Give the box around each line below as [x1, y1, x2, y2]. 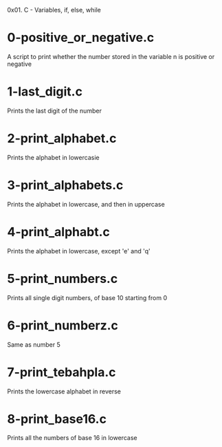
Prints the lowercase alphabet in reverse [7, 387, 122, 396]
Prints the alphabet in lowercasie [7, 153, 100, 161]
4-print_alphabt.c [7, 224, 110, 240]
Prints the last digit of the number [7, 106, 102, 115]
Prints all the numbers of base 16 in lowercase [7, 434, 137, 442]
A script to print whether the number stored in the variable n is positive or [7, 52, 215, 60]
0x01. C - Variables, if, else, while [7, 6, 101, 14]
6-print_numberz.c [7, 317, 119, 333]
